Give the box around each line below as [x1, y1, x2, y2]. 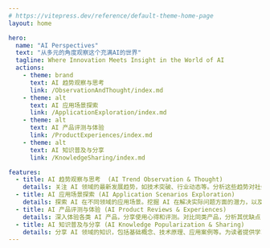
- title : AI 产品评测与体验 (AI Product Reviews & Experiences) [15, 205, 227, 213]
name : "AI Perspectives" [15, 41, 99, 49]
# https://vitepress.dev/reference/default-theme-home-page [8, 11, 215, 20]
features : [8, 168, 42, 176]
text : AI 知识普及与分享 [29, 146, 104, 154]
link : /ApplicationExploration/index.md [29, 109, 167, 117]
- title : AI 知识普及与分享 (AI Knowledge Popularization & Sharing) [15, 221, 245, 229]
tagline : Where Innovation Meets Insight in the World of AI [15, 56, 225, 64]
